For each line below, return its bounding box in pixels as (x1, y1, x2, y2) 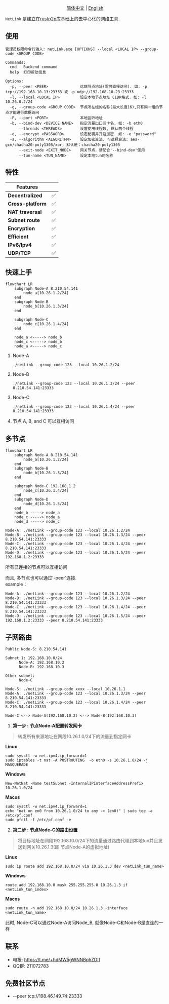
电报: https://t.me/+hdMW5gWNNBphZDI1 (12, 956, 101, 962)
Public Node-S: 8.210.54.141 (5, 647, 67, 652)
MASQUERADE (5, 762, 28, 767)
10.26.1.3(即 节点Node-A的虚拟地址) (35, 844, 110, 850)
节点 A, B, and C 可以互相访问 (12, 418, 74, 424)
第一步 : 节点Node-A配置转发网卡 (12, 723, 82, 729)
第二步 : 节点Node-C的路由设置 (12, 827, 78, 833)
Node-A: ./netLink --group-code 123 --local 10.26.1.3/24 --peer (5, 691, 146, 696)
